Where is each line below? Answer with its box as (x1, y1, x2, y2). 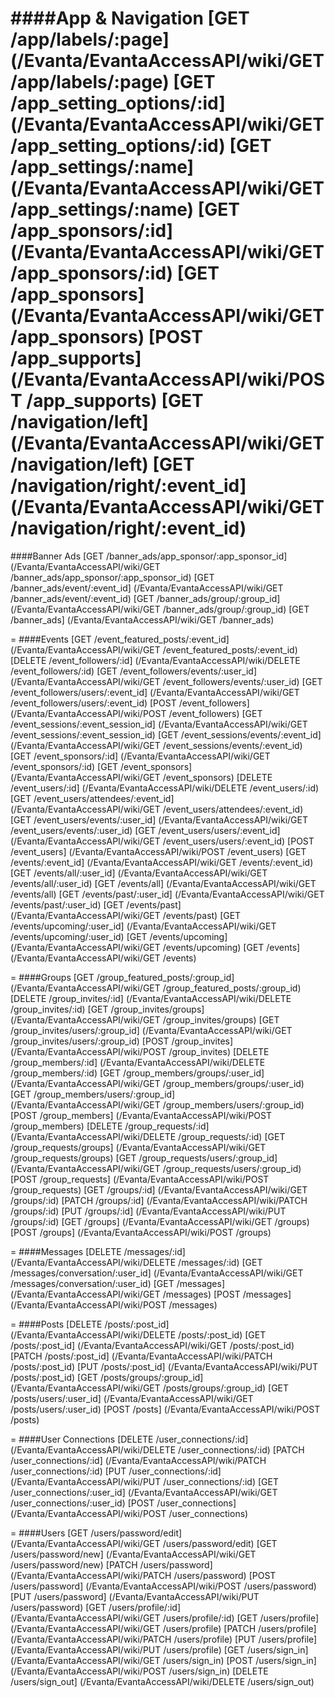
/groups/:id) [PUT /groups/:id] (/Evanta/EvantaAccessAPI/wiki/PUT (10, 1205, 287, 1217)
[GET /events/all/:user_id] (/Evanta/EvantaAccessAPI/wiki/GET (10, 867, 268, 879)
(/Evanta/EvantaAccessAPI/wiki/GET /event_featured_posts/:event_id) (10, 643, 298, 656)
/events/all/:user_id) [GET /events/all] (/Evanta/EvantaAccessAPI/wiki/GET (10, 877, 317, 889)
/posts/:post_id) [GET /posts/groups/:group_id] (10, 1371, 204, 1383)
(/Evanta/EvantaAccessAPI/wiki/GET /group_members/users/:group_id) (10, 1098, 305, 1111)
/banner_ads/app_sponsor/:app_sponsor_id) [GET (10, 571, 215, 583)
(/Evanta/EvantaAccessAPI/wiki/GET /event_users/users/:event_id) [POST (10, 835, 315, 847)
